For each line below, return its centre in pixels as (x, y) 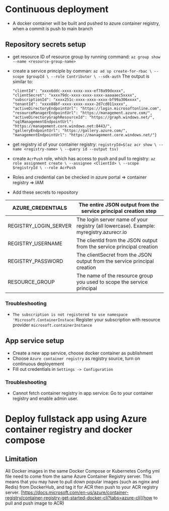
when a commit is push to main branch (53, 28)
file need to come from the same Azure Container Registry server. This (78, 476)
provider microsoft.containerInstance (52, 325)
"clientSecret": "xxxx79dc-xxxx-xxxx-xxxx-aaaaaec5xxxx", (74, 95)
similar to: (23, 81)
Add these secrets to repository (45, 192)
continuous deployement (38, 364)
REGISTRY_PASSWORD (35, 261)
